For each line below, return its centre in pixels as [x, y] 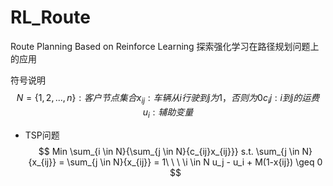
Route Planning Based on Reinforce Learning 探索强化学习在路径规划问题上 [165, 46]
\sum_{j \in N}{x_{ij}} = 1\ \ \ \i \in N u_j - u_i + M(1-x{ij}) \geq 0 [194, 162]
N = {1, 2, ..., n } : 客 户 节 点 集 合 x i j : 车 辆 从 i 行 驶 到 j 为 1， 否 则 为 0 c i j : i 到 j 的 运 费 [168, 98]
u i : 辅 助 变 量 [168, 113]
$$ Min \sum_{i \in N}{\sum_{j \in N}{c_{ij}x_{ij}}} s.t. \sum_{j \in [169, 151]
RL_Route [50, 17]
